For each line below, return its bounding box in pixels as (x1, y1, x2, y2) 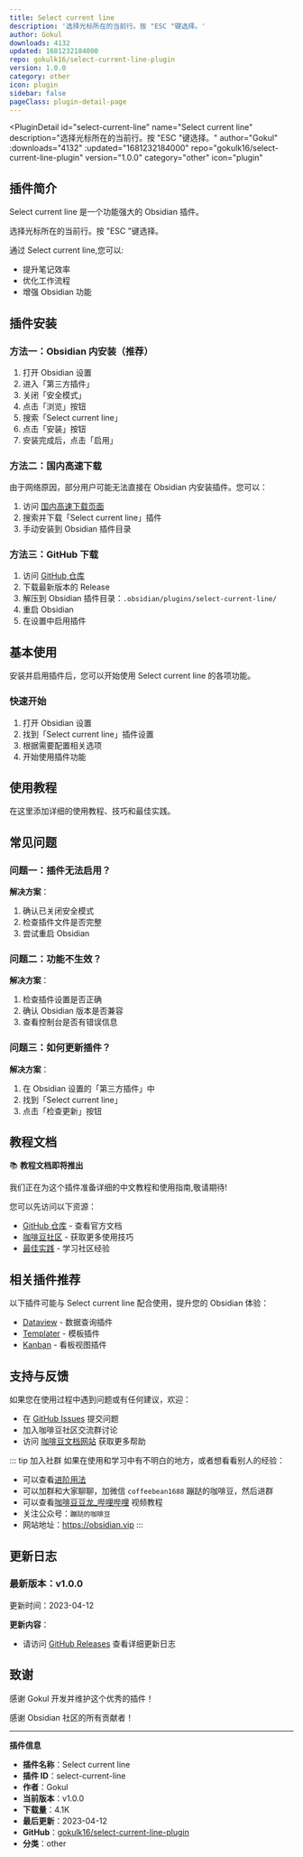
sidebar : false (9, 88, 67, 97)
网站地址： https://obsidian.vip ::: (22, 1519, 144, 1530)
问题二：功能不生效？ (9, 953, 102, 965)
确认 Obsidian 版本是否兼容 (22, 1006, 124, 1017)
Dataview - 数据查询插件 (22, 1317, 114, 1328)
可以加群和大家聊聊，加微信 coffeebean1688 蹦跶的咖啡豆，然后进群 (22, 1486, 273, 1497)
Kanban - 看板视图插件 (22, 1340, 107, 1351)
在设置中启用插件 (22, 616, 87, 627)
